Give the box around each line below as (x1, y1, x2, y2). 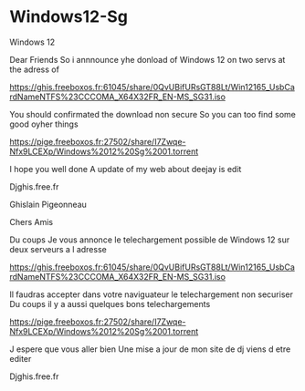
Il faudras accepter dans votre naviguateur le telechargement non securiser (9, 289, 294, 300)
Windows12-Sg (9, 6, 128, 27)
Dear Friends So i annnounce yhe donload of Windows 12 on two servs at (9, 54, 286, 65)
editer (9, 353, 32, 364)
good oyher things (9, 118, 79, 129)
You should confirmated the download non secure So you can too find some (9, 108, 297, 119)
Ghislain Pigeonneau (9, 199, 87, 210)
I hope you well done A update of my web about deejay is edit (9, 163, 242, 174)
